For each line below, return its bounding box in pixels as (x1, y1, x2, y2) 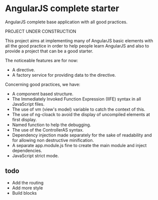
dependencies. (12, 148, 42, 153)
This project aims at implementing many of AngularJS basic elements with (5, 37, 153, 44)
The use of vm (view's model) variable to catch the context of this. (12, 106, 145, 112)
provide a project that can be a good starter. (5, 48, 93, 54)
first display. (12, 117, 37, 122)
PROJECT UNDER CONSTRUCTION (5, 28, 76, 34)
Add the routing (12, 180, 44, 185)
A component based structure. (12, 91, 74, 97)
